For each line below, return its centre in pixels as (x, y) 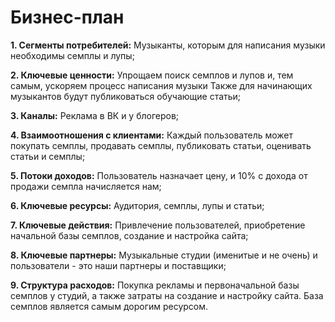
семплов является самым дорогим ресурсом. (109, 306)
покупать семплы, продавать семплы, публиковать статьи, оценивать (161, 145)
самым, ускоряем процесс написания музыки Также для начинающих (161, 85)
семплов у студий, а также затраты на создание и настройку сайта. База (167, 295)
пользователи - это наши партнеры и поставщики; (118, 265)
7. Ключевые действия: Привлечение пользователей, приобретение (158, 225)
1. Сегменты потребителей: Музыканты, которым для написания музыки (168, 45)
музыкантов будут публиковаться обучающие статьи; (126, 96)
